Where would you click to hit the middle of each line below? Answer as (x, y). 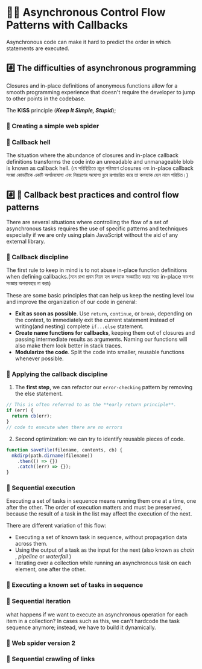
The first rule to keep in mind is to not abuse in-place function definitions (97, 270)
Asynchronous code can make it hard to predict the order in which (88, 42)
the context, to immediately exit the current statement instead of (95, 320)
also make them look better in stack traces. (68, 346)
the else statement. (39, 394)
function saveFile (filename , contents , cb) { (64, 450)
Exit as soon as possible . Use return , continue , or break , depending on (103, 314)
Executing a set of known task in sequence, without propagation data (101, 537)
